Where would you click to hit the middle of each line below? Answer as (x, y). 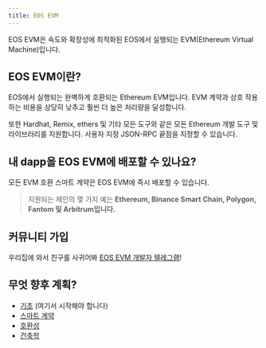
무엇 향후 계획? (43, 285)
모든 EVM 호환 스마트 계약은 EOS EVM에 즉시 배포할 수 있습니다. (109, 182)
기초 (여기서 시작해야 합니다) (64, 305)
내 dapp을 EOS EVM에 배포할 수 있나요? (102, 161)
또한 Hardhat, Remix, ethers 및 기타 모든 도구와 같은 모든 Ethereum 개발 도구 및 (133, 124)
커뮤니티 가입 (39, 237)
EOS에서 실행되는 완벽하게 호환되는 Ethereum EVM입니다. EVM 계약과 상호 (126, 97)
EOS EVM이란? (45, 77)
